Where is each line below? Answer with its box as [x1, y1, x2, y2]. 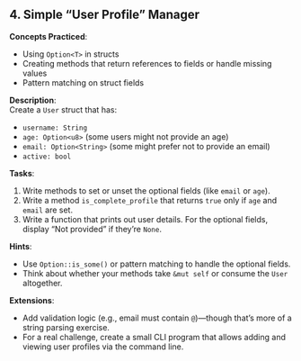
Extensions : [9, 294, 55, 305]
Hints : [9, 240, 32, 251]
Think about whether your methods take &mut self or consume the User [22, 267, 288, 278]
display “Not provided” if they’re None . [22, 223, 162, 234]
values [22, 68, 48, 78]
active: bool [22, 152, 72, 161]
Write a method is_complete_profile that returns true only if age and [22, 194, 277, 205]
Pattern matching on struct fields [22, 77, 145, 88]
